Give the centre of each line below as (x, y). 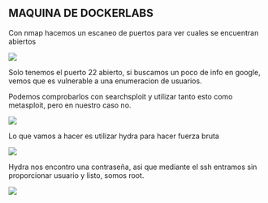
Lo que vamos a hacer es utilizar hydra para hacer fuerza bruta (114, 136)
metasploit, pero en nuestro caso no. (70, 105)
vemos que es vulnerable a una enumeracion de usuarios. (105, 81)
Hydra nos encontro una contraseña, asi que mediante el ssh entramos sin (133, 167)
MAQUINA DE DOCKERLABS (81, 13)
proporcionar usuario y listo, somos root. (76, 175)
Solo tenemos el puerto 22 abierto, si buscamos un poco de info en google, (135, 72)
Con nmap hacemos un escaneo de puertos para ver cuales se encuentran (134, 32)
